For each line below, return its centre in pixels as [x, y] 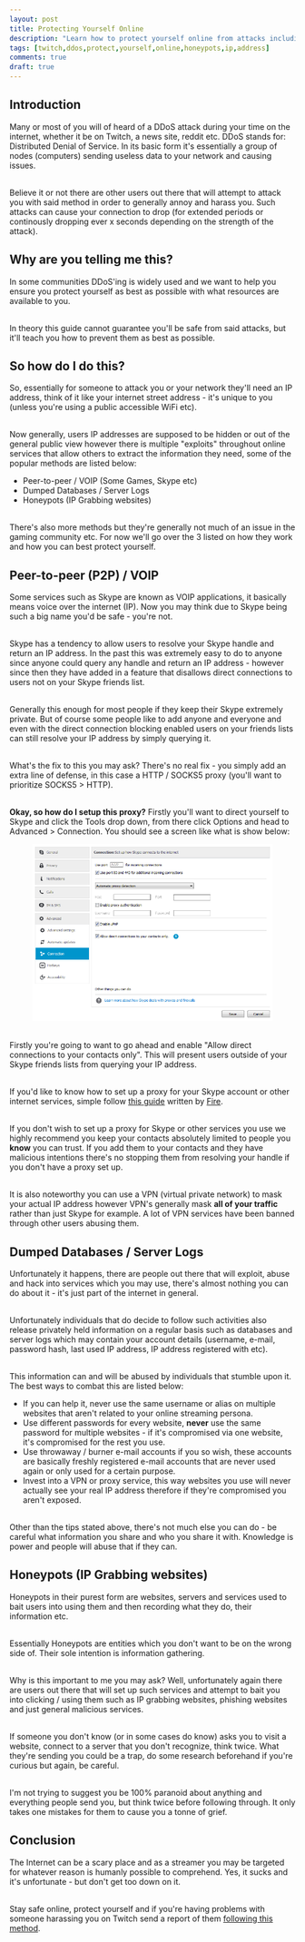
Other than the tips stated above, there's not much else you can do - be [143, 1527]
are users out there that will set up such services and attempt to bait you [145, 1690]
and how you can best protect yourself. [83, 547]
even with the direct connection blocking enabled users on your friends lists [151, 729]
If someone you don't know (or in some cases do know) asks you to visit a [148, 1736]
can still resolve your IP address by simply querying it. [110, 739]
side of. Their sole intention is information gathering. [107, 1653]
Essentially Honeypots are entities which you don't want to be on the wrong [151, 1643]
